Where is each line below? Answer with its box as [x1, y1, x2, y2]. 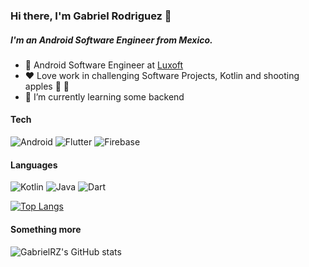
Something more [10, 223, 82, 235]
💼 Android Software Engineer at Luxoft [24, 59, 184, 71]
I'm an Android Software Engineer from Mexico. [10, 34, 213, 46]
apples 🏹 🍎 [24, 80, 70, 92]
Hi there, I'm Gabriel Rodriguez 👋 [10, 9, 172, 23]
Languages [10, 159, 58, 171]
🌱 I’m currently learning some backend [24, 90, 185, 103]
